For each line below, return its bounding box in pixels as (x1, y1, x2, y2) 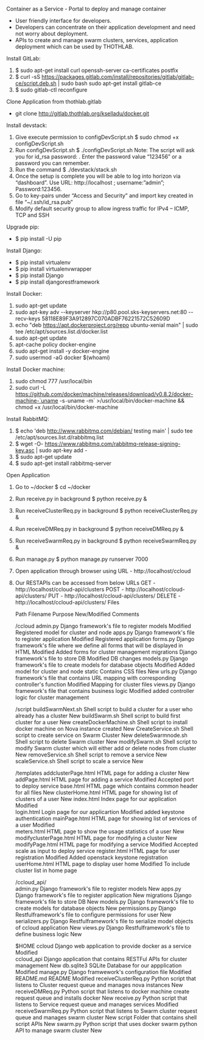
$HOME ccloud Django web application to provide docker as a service (15, 942, 192, 950)
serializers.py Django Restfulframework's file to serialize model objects (15, 918, 194, 925)
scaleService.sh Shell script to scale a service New (15, 758, 144, 764)
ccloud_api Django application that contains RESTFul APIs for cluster (15, 956, 188, 962)
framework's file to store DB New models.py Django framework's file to (15, 898, 194, 905)
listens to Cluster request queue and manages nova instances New (15, 981, 183, 989)
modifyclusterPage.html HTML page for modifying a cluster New (15, 834, 178, 841)
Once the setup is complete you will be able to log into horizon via (15, 172, 181, 180)
